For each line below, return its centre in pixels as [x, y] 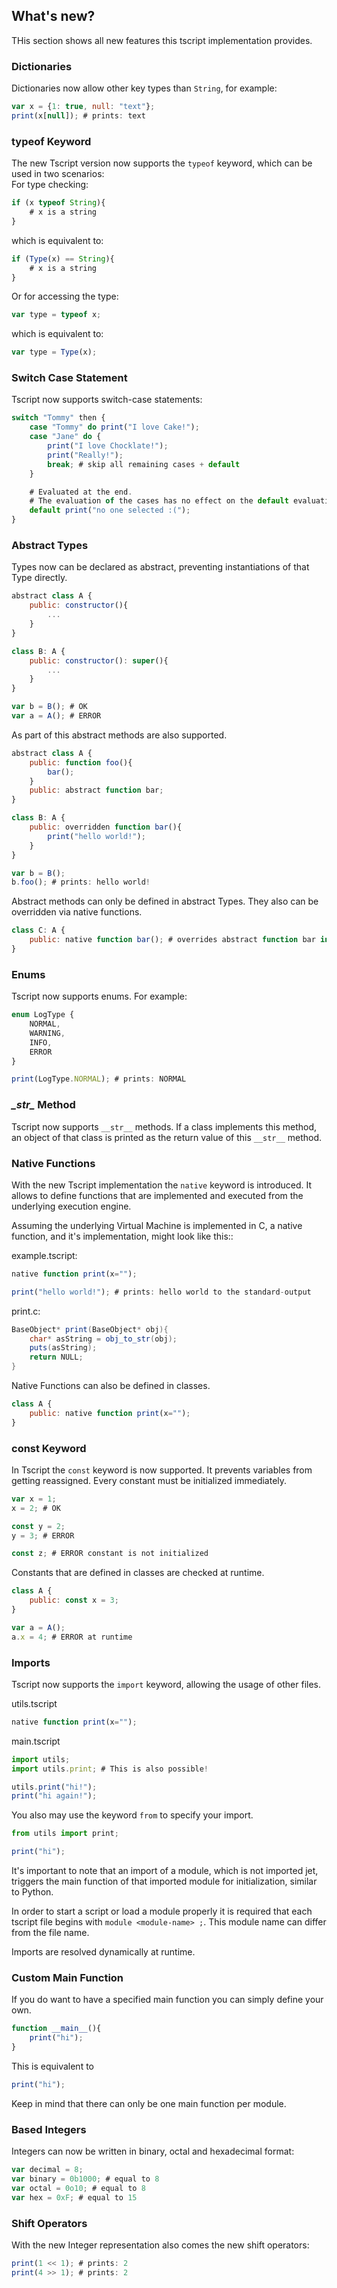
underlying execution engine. [71, 1206]
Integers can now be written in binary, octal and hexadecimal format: [153, 2151]
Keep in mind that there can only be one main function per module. [149, 2103]
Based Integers [49, 2129]
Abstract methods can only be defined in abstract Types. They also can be [165, 901]
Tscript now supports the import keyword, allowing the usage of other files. [166, 1684]
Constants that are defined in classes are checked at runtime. [138, 1573]
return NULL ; [56, 1357]
